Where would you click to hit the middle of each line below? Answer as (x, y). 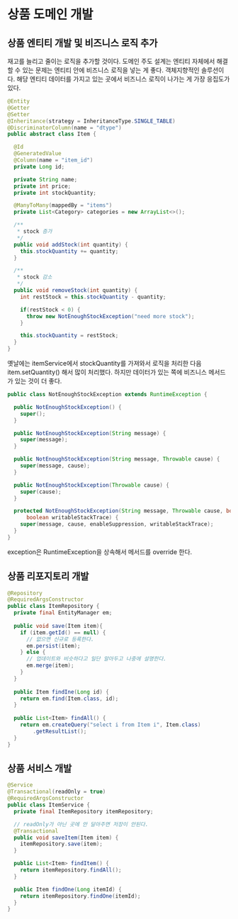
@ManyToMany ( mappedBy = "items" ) (63, 205)
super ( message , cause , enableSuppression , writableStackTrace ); (117, 524)
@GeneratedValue (38, 154)
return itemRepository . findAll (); (71, 870)
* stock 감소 (34, 277)
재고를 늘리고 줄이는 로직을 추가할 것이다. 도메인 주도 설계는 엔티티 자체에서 (111, 61)
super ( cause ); (41, 492)
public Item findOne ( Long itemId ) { (68, 889)
